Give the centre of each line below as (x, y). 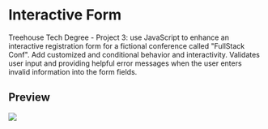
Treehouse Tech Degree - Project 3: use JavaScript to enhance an (119, 37)
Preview (30, 98)
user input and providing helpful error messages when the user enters (125, 63)
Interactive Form (65, 15)
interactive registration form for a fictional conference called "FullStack (127, 45)
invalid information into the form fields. (73, 71)
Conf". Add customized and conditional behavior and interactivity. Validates (134, 54)
